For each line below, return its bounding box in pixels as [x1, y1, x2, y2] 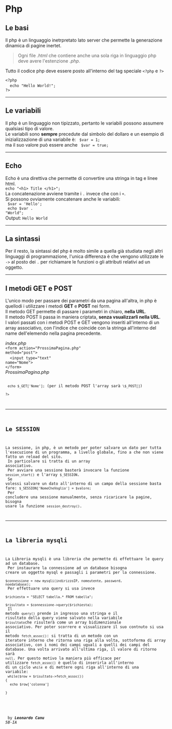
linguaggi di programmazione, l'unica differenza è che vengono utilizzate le [5, 253, 164, 259]
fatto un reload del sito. [5, 454, 63, 459]
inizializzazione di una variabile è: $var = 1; [5, 136, 100, 143]
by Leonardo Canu [7, 715, 45, 720]
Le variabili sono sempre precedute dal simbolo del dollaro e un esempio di [5, 131, 164, 137]
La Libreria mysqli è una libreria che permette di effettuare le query [5, 557, 164, 562]
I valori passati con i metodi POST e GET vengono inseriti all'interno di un [5, 319, 160, 326]
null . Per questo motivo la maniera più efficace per [5, 656, 121, 661]
